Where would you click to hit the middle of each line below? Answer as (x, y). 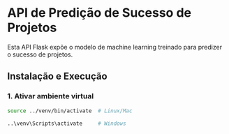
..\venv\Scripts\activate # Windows (67, 124)
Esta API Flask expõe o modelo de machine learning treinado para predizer (114, 47)
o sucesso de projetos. (40, 54)
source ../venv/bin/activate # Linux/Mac (70, 111)
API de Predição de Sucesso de (99, 13)
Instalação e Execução (57, 76)
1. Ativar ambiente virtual (51, 96)
